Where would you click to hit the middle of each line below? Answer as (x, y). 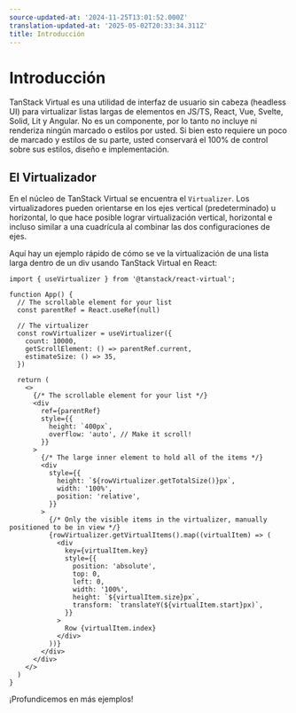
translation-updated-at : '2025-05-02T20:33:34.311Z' (109, 26)
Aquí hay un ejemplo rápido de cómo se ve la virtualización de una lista (139, 254)
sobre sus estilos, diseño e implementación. (90, 149)
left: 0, (88, 582)
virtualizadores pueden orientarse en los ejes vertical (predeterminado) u (143, 208)
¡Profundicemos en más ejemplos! (71, 699)
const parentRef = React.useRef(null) (89, 310)
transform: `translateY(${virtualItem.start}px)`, (168, 605)
